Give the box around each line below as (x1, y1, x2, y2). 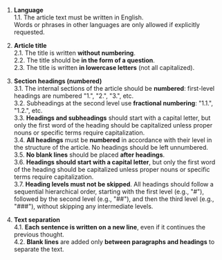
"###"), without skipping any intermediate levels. (13, 202, 154, 210)
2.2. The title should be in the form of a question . (13, 56, 156, 64)
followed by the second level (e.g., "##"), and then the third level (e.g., (13, 195, 214, 203)
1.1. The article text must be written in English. (13, 13, 144, 21)
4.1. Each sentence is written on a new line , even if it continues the (13, 223, 206, 231)
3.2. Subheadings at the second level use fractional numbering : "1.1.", (13, 99, 213, 107)
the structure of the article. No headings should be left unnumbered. (13, 144, 209, 151)
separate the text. (13, 245, 64, 253)
